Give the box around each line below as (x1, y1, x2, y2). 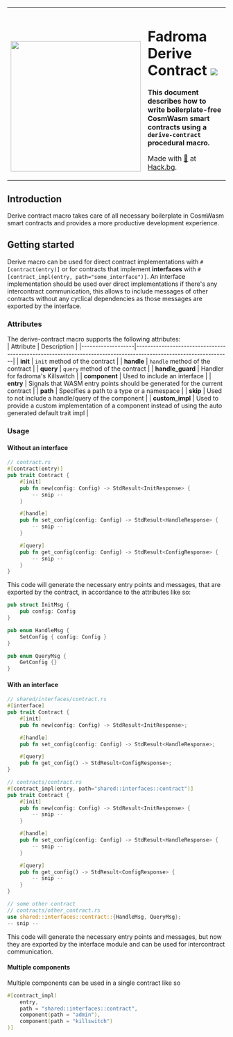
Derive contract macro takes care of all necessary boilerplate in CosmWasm (7, 211, 224, 220)
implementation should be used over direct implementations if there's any (7, 280, 218, 288)
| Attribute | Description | (7, 342, 78, 351)
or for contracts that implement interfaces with (61, 264, 196, 273)
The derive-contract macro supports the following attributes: (7, 335, 181, 344)
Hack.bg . (148, 163, 177, 172)
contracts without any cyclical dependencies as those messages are (7, 294, 202, 303)
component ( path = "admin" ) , (19, 1011, 101, 1018)
